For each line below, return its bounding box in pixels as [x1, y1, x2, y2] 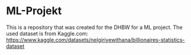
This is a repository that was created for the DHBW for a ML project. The [6, 24, 183, 31]
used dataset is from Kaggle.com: [6, 30, 89, 37]
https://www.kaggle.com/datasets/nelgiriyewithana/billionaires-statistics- [6, 36, 185, 43]
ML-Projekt [6, 4, 62, 18]
